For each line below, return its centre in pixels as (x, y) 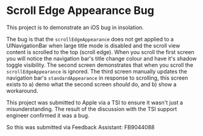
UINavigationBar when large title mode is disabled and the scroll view (93, 46)
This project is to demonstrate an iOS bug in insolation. (75, 27)
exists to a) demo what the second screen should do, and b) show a (91, 84)
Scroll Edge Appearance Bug (80, 11)
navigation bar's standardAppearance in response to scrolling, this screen (97, 78)
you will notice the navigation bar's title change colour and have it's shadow (101, 58)
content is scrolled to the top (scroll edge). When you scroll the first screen (101, 52)
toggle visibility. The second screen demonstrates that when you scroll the (100, 65)
